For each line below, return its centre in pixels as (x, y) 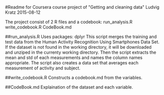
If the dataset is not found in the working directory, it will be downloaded (78, 47)
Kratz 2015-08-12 (23, 12)
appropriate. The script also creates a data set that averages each (72, 63)
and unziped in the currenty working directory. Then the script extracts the (81, 52)
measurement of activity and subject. (43, 68)
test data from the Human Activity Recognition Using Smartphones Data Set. (82, 42)
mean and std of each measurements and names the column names (74, 58)
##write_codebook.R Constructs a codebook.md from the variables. (74, 78)
